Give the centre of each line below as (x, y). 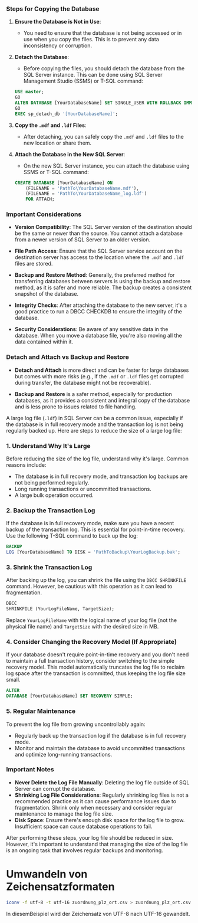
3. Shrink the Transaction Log (49, 567)
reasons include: (26, 465)
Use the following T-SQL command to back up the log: (72, 536)
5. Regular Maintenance (41, 711)
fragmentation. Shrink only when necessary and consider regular (93, 807)
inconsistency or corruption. (58, 45)
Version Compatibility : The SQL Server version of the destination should (103, 227)
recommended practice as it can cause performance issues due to (95, 801)
